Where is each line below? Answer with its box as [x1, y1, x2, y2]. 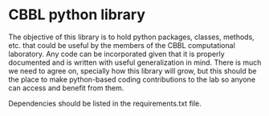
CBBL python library [8, 6, 146, 24]
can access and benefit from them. [8, 82, 124, 93]
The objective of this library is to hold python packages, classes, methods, [8, 32, 255, 42]
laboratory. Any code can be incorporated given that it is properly [8, 49, 225, 58]
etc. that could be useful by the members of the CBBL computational [8, 40, 235, 50]
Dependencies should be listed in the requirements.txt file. [8, 98, 202, 108]
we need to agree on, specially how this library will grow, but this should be [8, 66, 257, 75]
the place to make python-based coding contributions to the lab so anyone [8, 74, 255, 84]
